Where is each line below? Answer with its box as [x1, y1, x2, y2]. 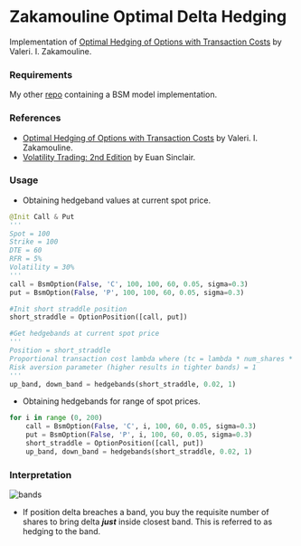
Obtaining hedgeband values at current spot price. [22, 195, 211, 206]
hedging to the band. [22, 526, 101, 537]
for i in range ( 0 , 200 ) [9, 414, 103, 423]
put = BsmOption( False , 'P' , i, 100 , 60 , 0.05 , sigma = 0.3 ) [25, 430, 253, 440]
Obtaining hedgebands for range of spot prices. [22, 396, 201, 407]
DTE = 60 [9, 246, 42, 255]
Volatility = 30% [9, 263, 75, 273]
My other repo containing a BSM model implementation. [9, 89, 218, 101]
